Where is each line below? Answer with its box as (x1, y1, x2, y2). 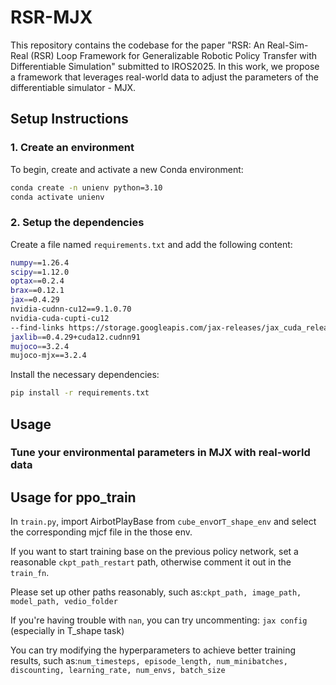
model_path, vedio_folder (10, 597, 118, 607)
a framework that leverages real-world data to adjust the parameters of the (10, 71, 319, 83)
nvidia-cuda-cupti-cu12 (10, 313, 110, 323)
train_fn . (10, 567, 50, 579)
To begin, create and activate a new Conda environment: (10, 163, 244, 175)
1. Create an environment (10, 141, 135, 155)
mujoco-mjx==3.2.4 (10, 351, 87, 361)
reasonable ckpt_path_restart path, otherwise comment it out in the (10, 556, 292, 568)
